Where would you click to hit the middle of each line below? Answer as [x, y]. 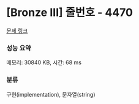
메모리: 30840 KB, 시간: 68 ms [44, 62]
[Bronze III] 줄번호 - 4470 [70, 13]
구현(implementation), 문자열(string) [51, 94]
